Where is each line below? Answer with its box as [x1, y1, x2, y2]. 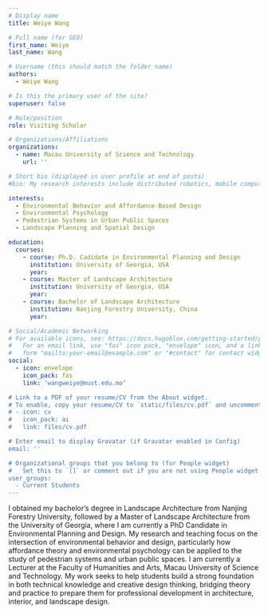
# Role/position [8, 113, 62, 122]
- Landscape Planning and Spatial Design [15, 224, 156, 232]
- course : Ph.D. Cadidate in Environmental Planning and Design [22, 253, 241, 261]
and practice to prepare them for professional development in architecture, [8, 588, 254, 598]
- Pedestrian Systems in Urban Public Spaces [15, 216, 170, 224]
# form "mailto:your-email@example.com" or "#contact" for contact [8, 349, 245, 358]
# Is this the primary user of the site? [8, 92, 148, 100]
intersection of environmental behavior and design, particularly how [8, 537, 231, 547]
